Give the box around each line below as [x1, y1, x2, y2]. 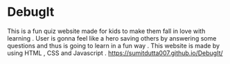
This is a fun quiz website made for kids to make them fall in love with [7, 27, 206, 35]
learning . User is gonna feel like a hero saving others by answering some [7, 34, 217, 42]
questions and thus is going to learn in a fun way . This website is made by [7, 41, 220, 50]
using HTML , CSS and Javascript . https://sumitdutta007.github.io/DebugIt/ [7, 49, 223, 57]
